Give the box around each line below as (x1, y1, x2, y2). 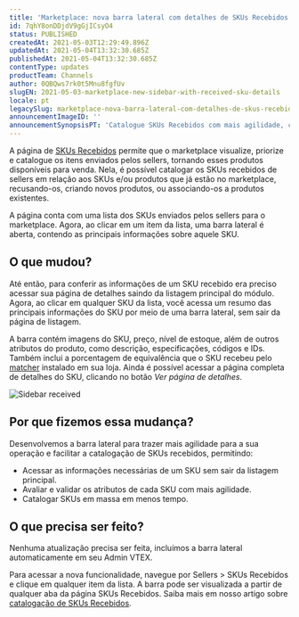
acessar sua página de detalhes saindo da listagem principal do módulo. (9, 287, 275, 299)
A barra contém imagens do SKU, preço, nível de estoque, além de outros (9, 333, 279, 344)
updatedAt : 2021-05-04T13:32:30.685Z (9, 46, 149, 55)
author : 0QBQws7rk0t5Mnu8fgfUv (9, 79, 125, 88)
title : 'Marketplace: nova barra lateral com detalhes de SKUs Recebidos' (9, 12, 293, 22)
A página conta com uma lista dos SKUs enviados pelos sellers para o (9, 210, 265, 220)
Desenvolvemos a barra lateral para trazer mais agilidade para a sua (9, 438, 260, 448)
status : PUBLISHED (9, 29, 77, 38)
